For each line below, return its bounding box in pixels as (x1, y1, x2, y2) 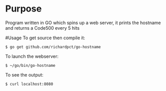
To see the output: (5, 71, 44, 78)
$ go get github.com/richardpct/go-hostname (5, 44, 101, 49)
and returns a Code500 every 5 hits (5, 25, 80, 31)
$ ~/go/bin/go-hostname (5, 63, 56, 68)
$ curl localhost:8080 (5, 81, 53, 86)
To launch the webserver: (5, 53, 59, 59)
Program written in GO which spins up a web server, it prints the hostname (5, 20, 161, 26)
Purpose (5, 3, 42, 15)
